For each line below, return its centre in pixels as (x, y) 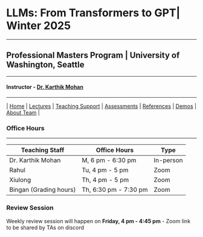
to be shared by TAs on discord (45, 227)
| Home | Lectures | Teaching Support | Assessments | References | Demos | (101, 106)
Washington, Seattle (45, 65)
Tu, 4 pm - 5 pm (105, 170)
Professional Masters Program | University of (93, 55)
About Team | (23, 112)
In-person (168, 160)
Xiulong (20, 180)
